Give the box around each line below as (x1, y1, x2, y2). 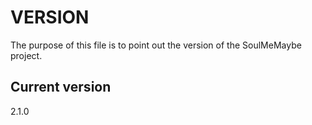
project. (10, 49, 43, 61)
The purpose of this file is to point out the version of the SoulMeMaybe (10, 39, 302, 51)
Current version (10, 79, 112, 96)
